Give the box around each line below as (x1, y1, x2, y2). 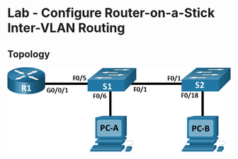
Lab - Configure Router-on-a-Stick (7, 5, 215, 21)
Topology (7, 48, 50, 60)
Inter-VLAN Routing (7, 20, 125, 36)
